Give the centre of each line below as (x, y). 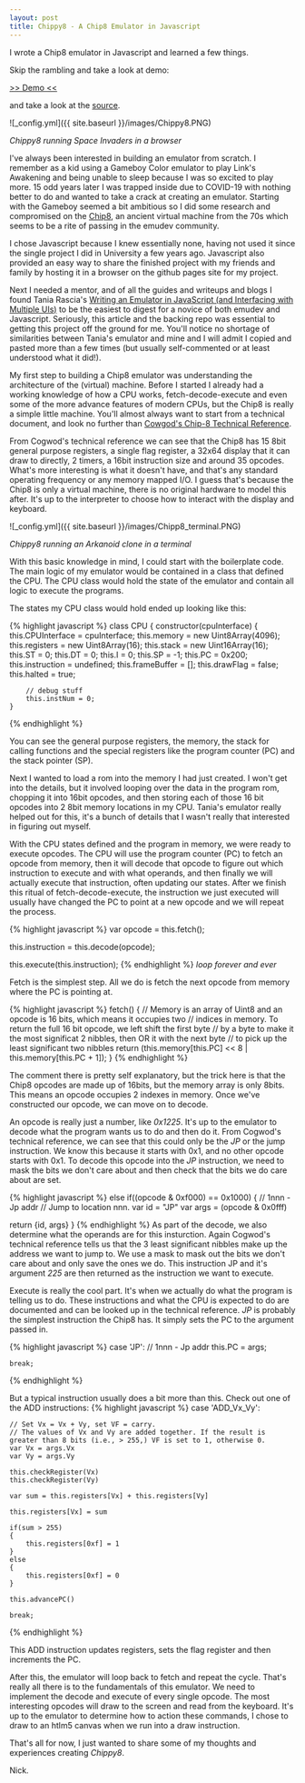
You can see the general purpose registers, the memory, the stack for (139, 741)
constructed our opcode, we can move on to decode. (109, 1104)
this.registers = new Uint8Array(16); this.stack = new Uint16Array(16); (139, 645)
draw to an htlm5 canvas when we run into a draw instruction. (125, 1725)
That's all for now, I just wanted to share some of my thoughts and (133, 1743)
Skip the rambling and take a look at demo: (89, 70)
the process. (33, 911)
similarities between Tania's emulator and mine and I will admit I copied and (151, 338)
